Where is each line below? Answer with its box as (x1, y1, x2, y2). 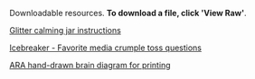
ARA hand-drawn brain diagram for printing (9, 60, 171, 70)
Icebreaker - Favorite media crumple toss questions (9, 42, 202, 53)
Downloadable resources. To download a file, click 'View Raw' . (9, 8, 247, 18)
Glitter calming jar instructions (9, 25, 122, 35)
